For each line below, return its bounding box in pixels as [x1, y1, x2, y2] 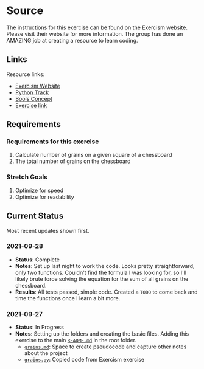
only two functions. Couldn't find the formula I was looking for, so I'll [15, 269, 187, 276]
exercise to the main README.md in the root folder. [15, 337, 137, 344]
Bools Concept [15, 95, 53, 102]
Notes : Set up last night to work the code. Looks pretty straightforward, [15, 262, 195, 269]
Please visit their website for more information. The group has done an [6, 30, 183, 37]
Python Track [15, 89, 49, 96]
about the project [24, 350, 68, 357]
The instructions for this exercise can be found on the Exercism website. [6, 24, 188, 31]
